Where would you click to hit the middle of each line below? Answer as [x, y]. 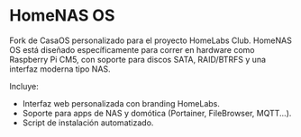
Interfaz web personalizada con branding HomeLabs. [121, 103]
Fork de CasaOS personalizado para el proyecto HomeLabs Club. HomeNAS [151, 40]
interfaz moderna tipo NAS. [60, 69]
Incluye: [24, 86]
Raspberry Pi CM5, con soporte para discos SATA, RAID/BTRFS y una [138, 59]
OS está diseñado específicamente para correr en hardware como [132, 49]
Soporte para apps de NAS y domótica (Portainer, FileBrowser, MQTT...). [157, 113]
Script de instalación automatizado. [88, 123]
